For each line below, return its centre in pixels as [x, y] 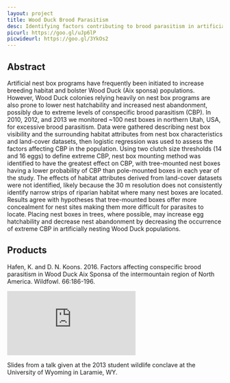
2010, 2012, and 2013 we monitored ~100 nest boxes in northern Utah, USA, [114, 119]
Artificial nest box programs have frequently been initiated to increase [105, 83]
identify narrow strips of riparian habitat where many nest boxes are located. [115, 192]
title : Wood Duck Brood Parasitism [58, 20]
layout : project [30, 13]
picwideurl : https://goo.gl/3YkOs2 [58, 39]
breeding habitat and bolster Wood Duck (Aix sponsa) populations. [101, 90]
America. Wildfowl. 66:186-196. [51, 281]
